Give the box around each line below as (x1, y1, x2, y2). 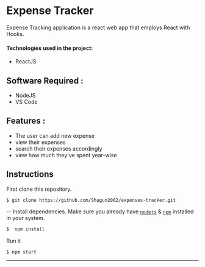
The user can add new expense (15, 132, 95, 139)
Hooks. (6, 30, 24, 37)
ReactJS (15, 58, 37, 65)
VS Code (15, 98, 38, 105)
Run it (6, 237, 21, 244)
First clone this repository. (6, 185, 72, 193)
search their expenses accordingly (15, 144, 103, 152)
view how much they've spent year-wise (15, 151, 117, 158)
